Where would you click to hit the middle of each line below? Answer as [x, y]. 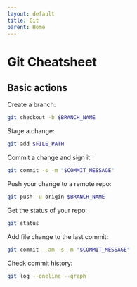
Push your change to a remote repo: [59, 184]
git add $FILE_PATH [36, 144]
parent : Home [26, 27]
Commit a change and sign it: [50, 158]
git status [23, 223]
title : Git [23, 20]
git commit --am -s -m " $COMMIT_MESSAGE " [69, 250]
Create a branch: [32, 105]
